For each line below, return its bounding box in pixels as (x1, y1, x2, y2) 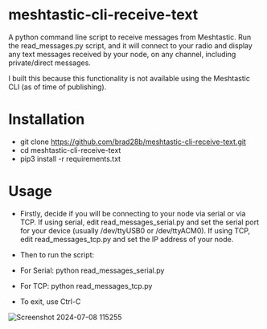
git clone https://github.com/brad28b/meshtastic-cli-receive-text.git (19, 137, 247, 146)
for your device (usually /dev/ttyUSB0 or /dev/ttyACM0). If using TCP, (19, 225, 251, 235)
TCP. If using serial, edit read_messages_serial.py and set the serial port (19, 217, 260, 227)
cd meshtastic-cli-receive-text (19, 145, 121, 154)
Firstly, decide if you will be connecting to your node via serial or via (19, 208, 246, 218)
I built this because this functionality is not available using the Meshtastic (8, 73, 251, 83)
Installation (8, 110, 85, 129)
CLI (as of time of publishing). (8, 82, 107, 92)
